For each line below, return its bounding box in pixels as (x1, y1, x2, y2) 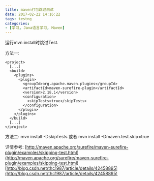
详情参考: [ (5, 144, 27, 150)
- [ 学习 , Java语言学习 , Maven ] (5, 26, 65, 30)
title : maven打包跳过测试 (5, 7, 54, 12)
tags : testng (5, 16, 32, 21)
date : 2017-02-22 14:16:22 (5, 12, 61, 17)
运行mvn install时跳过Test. (5, 40, 59, 46)
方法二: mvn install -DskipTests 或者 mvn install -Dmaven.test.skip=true (5, 134, 150, 140)
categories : (5, 21, 30, 26)
